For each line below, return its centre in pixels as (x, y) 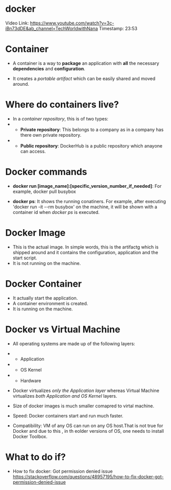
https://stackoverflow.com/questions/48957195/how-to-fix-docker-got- (88, 476)
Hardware (31, 380)
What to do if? (36, 457)
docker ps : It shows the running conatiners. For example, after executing (89, 201)
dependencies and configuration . (49, 68)
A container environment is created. (50, 303)
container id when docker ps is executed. (56, 212)
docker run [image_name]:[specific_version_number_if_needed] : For (87, 186)
